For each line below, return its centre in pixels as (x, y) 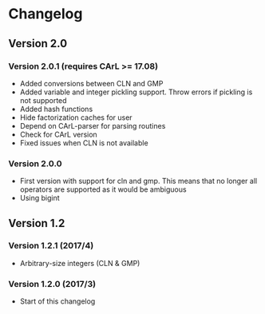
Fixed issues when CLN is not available (84, 143)
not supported (43, 100)
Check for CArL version (58, 134)
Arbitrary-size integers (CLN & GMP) (80, 263)
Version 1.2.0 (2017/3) (52, 284)
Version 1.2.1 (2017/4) (51, 246)
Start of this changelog (57, 301)
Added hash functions (56, 109)
